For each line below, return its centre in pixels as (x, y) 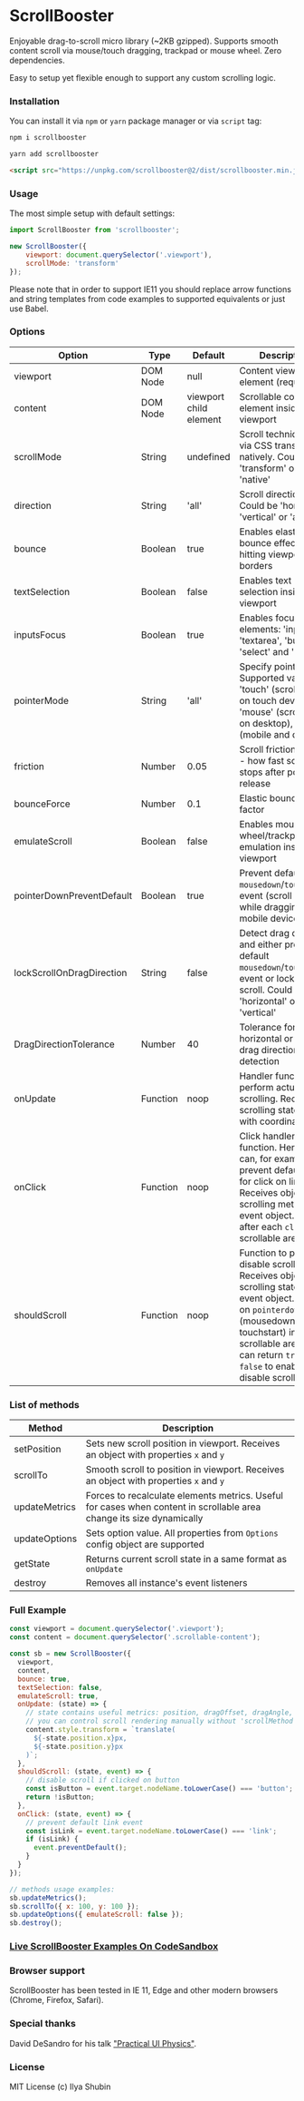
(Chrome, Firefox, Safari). (57, 2000)
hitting (253, 554)
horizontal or (266, 1038)
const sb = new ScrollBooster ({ (70, 1654)
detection (260, 1060)
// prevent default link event (85, 1822)
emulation (261, 846)
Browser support (47, 1971)
